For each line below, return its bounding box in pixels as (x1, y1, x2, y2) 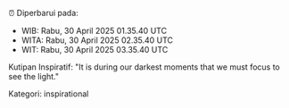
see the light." (8, 71, 60, 81)
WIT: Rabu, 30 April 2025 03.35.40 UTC (21, 45, 169, 54)
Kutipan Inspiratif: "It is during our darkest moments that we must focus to (8, 62, 280, 72)
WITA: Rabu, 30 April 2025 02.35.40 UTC (21, 35, 174, 46)
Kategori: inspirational (8, 88, 89, 99)
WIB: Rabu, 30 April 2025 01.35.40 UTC (21, 26, 167, 36)
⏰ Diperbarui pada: (8, 8, 79, 18)
